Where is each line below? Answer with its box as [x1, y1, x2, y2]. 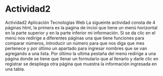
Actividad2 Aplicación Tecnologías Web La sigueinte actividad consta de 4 [5, 19, 156, 25]
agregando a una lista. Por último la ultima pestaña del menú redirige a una [5, 50, 156, 57]
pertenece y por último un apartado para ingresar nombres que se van [5, 45, 147, 51]
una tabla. [5, 66, 25, 72]
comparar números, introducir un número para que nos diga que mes [5, 40, 144, 46]
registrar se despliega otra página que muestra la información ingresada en [5, 61, 157, 67]
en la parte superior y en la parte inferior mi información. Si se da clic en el [5, 30, 156, 36]
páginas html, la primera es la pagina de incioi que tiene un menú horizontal [5, 24, 158, 30]
